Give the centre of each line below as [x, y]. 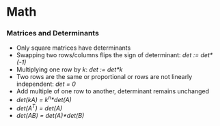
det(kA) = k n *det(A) [44, 99]
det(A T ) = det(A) [39, 108]
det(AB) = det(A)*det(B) [50, 115]
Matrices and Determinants [53, 33]
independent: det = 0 [46, 84]
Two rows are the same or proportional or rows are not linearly [104, 77]
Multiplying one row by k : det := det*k [69, 69]
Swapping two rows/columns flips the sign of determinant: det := [108, 55]
